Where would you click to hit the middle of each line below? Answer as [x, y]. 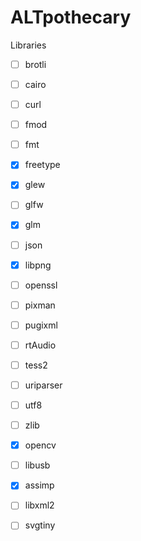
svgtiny [40, 525]
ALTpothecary [71, 17]
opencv [40, 445]
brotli [35, 64]
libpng [38, 265]
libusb [37, 465]
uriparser [43, 385]
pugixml [41, 325]
